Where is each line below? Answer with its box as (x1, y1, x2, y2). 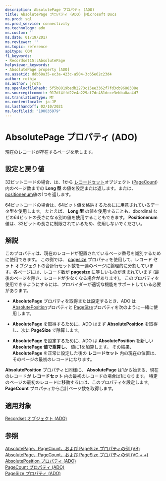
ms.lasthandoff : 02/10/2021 (5, 104, 63, 109)
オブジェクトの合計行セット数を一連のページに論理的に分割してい (14, 263, 150, 269)
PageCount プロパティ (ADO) (5, 464, 65, 470)
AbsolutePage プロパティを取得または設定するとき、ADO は (12, 298, 136, 304)
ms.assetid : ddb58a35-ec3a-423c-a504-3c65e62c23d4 (5, 72, 112, 77)
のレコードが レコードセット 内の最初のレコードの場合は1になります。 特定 (5, 373, 158, 379)
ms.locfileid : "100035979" (5, 109, 61, 114)
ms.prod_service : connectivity (5, 21, 70, 26)
